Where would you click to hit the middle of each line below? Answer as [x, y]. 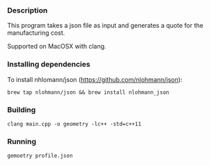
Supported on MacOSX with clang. [57, 47]
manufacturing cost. [36, 33]
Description [27, 10]
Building [22, 110]
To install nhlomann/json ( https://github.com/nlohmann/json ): [95, 79]
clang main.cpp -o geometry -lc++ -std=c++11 [74, 124]
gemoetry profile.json [40, 156]
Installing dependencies [49, 65]
